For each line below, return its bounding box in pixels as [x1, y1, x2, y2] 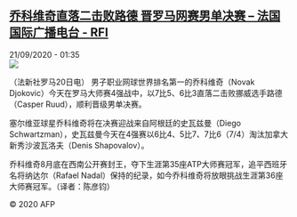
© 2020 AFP [9, 198, 56, 209]
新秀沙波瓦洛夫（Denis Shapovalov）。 [9, 140, 149, 150]
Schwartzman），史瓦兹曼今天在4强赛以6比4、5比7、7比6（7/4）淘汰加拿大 [9, 128, 289, 140]
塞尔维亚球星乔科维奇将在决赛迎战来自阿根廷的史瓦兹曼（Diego [9, 117, 242, 128]
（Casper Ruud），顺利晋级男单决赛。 [9, 99, 147, 109]
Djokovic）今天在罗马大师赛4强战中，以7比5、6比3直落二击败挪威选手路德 [9, 87, 283, 98]
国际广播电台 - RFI [9, 25, 108, 40]
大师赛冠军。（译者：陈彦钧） [9, 181, 115, 191]
